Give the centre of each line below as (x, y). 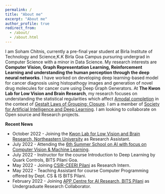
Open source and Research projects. (42, 114)
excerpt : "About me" (26, 19)
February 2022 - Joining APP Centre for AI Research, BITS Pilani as (81, 181)
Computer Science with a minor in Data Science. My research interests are (81, 62)
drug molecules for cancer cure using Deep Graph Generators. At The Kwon (83, 88)
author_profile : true (27, 24)
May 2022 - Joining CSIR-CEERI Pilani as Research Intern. (71, 165)
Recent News (19, 124)
